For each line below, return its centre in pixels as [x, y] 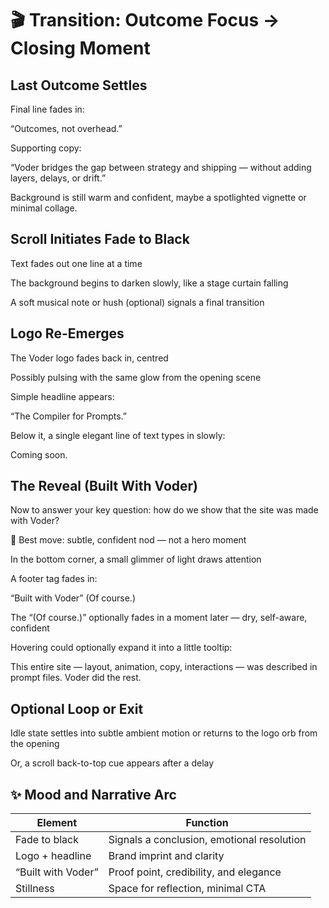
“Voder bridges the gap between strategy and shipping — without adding [161, 167]
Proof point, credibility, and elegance [195, 872]
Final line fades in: [47, 109]
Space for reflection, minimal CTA [187, 889]
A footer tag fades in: [54, 579]
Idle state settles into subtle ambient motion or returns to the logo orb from [164, 733]
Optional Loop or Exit [77, 708]
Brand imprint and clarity [166, 856]
